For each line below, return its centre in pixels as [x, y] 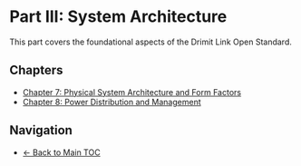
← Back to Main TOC [62, 152]
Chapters [36, 70]
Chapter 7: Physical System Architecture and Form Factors [132, 92]
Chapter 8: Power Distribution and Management [112, 102]
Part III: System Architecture [118, 17]
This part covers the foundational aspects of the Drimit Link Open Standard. [151, 42]
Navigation [41, 130]
